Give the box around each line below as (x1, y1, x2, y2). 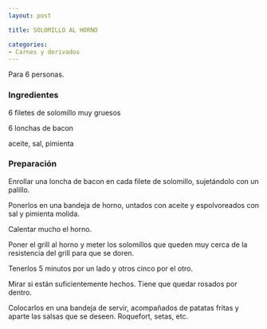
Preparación (8, 159, 57, 170)
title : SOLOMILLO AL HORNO (8, 25, 98, 34)
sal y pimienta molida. (8, 209, 80, 218)
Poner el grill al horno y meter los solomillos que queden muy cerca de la (8, 240, 248, 249)
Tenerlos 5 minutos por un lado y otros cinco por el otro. (8, 264, 194, 273)
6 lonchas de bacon (8, 123, 74, 132)
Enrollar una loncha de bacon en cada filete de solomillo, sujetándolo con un (8, 176, 259, 186)
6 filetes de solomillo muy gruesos (8, 108, 121, 117)
